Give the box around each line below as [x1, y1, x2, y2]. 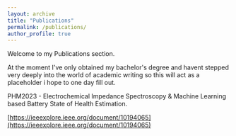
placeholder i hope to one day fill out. [7, 79, 116, 87]
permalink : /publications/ [7, 23, 87, 30]
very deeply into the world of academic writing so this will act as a [7, 71, 200, 79]
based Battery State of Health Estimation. [7, 100, 128, 108]
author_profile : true [7, 30, 71, 38]
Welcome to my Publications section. [7, 50, 115, 58]
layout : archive [7, 10, 55, 18]
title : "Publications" [7, 17, 74, 24]
